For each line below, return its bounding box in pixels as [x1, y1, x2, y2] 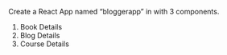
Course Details [19, 39, 70, 49]
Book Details [19, 22, 63, 31]
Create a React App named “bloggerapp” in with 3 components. [8, 7, 220, 16]
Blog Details [19, 31, 60, 40]
